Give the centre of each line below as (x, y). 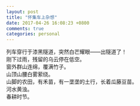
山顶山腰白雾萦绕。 (30, 74)
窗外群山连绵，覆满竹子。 (38, 67)
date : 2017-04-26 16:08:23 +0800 (48, 23)
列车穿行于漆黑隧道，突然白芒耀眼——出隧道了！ (66, 52)
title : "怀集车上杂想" (32, 17)
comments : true (25, 28)
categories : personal (33, 34)
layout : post (22, 12)
